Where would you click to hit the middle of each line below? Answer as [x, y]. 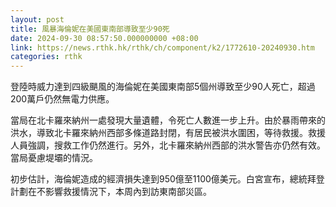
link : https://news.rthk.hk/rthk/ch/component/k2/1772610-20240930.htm [162, 47]
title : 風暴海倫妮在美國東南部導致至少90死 [90, 29]
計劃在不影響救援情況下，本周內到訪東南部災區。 [111, 192]
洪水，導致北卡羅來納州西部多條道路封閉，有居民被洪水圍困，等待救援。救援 [168, 133]
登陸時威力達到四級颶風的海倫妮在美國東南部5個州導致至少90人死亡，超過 [163, 87]
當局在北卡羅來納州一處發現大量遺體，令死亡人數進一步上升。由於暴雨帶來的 [168, 120]
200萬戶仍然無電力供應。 [62, 99]
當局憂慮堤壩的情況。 [54, 158]
